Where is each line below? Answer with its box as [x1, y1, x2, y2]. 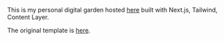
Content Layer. [7, 13, 50, 21]
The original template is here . [7, 27, 91, 34]
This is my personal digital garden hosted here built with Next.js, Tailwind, [7, 6, 218, 14]
